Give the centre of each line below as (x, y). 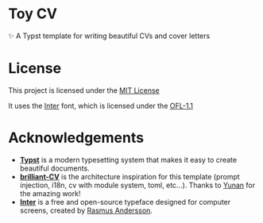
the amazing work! (50, 193)
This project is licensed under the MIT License (84, 90)
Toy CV (33, 14)
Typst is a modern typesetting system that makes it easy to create (128, 160)
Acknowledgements (76, 138)
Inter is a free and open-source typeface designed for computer (125, 202)
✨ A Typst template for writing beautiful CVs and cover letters (109, 36)
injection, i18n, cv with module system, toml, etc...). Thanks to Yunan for (137, 185)
